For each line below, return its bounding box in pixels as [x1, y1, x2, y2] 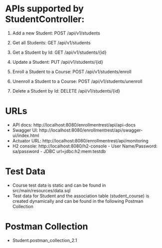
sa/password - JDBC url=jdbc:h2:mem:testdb [12, 148, 106, 154]
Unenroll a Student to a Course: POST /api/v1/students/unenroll [12, 78, 143, 84]
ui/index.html [12, 132, 39, 138]
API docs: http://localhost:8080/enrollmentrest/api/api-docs [12, 122, 136, 127]
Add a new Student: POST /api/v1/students [12, 30, 101, 36]
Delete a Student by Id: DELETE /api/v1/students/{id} [12, 88, 121, 94]
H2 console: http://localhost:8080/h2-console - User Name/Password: [12, 143, 158, 149]
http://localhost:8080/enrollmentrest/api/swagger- [39, 127, 143, 133]
